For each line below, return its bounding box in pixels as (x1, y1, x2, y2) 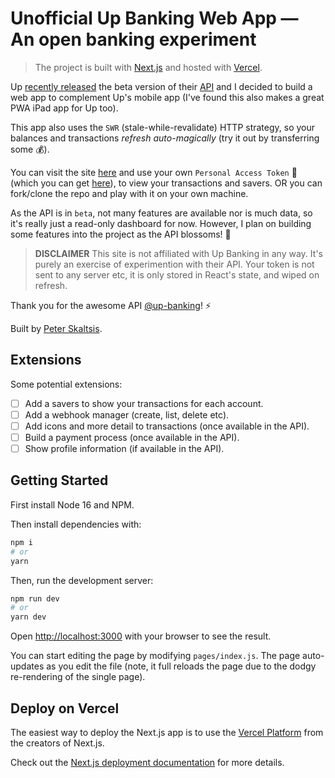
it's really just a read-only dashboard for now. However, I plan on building (10, 217, 312, 229)
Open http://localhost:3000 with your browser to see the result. (10, 630, 272, 642)
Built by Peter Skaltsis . (10, 322, 103, 334)
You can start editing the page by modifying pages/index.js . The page (10, 650, 301, 662)
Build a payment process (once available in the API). (24, 431, 240, 443)
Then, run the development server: (10, 574, 154, 586)
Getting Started (10, 472, 109, 489)
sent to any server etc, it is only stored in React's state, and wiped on (34, 268, 320, 281)
